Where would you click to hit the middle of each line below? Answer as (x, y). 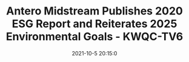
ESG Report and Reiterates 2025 (94, 24)
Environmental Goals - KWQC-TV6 (94, 37)
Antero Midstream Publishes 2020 (94, 11)
